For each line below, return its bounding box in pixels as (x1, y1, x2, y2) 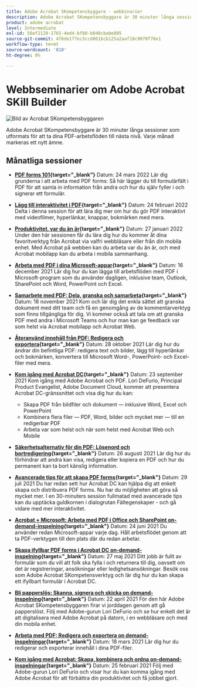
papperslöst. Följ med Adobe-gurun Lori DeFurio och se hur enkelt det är (14, 608, 191, 615)
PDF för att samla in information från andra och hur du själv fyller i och (14, 184, 185, 191)
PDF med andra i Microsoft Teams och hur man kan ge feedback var (14, 317, 180, 324)
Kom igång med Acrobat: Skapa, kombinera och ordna (14, 656, 150, 663)
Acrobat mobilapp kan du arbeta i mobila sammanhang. (14, 251, 149, 258)
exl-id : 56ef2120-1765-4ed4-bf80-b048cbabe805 (6, 31, 122, 36)
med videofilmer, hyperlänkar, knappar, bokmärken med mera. (14, 214, 165, 221)
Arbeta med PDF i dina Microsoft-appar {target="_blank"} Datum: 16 (14, 262, 184, 269)
